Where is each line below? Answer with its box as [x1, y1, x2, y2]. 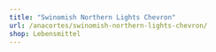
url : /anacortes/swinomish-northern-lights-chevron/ [9, 21, 208, 30]
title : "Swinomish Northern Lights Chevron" [9, 12, 176, 22]
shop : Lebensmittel [9, 29, 81, 38]
